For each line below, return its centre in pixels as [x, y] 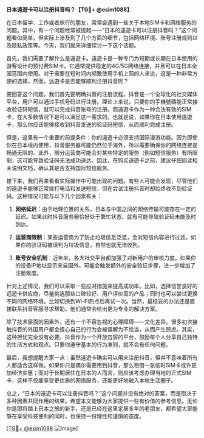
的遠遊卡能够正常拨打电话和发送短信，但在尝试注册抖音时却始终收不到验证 [99, 189]
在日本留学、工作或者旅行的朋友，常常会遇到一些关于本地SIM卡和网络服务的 [102, 23]
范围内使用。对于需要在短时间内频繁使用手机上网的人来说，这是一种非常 [102, 73]
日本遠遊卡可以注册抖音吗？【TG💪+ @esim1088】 [69, 9]
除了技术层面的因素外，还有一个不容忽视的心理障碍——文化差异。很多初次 [99, 322]
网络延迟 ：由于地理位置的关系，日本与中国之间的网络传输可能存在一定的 [105, 209]
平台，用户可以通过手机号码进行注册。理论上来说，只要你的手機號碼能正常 [99, 102]
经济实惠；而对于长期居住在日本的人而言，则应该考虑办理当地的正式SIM [101, 373]
